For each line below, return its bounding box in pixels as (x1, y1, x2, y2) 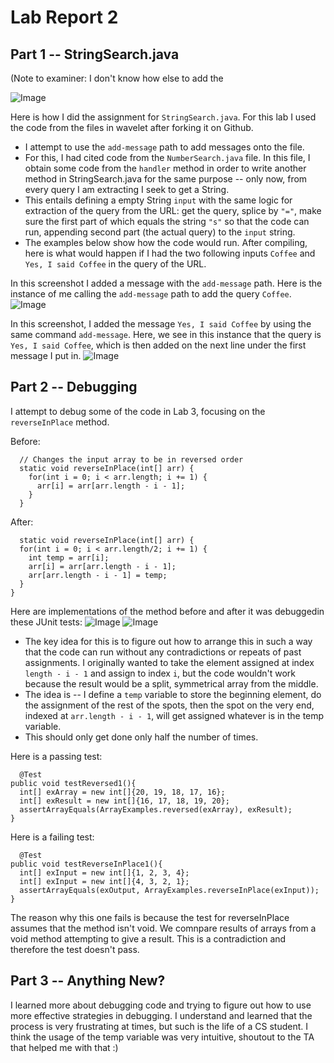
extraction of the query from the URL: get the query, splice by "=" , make (24, 205, 322, 216)
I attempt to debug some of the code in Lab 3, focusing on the (10, 405, 266, 417)
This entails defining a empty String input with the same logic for (24, 194, 293, 206)
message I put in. (10, 350, 82, 361)
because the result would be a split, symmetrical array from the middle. (24, 677, 319, 690)
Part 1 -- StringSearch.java (10, 46, 180, 63)
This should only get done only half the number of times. (24, 731, 259, 743)
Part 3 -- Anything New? (10, 972, 166, 990)
